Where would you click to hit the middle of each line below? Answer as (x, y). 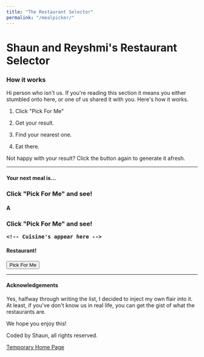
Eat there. (27, 146)
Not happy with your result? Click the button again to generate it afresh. (96, 158)
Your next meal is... (31, 178)
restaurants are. (26, 311)
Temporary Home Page (36, 347)
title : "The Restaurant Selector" (50, 12)
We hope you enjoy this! (36, 324)
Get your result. (35, 123)
